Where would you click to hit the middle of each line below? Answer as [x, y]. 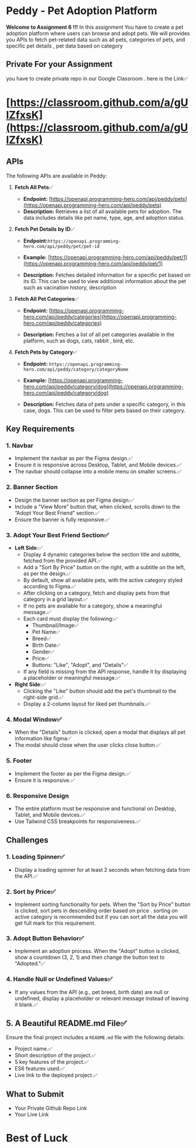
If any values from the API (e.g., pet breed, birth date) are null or [92, 992]
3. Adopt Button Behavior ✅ [45, 938]
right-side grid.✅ [44, 697]
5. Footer [19, 761]
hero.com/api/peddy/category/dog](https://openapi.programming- [103, 387]
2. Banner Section [32, 487]
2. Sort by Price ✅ [31, 891]
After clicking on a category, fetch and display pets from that [96, 593]
